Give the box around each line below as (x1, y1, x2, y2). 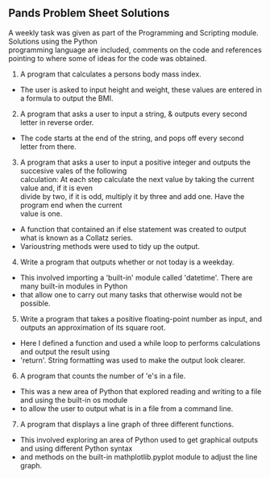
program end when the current (19, 200, 123, 210)
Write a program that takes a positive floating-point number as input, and (19, 314, 263, 323)
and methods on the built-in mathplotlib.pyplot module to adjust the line (19, 451, 258, 462)
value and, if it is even (19, 183, 93, 193)
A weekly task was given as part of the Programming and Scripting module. (8, 27, 260, 37)
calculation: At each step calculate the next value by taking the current (19, 174, 255, 184)
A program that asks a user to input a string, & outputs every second (19, 109, 247, 118)
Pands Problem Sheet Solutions (8, 6, 170, 20)
